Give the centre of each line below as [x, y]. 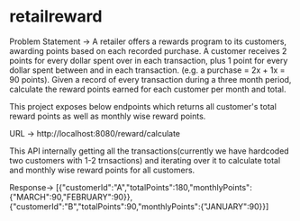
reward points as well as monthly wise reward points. [108, 116]
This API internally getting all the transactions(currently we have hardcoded [150, 151]
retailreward [56, 17]
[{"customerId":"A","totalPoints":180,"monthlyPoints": [154, 187]
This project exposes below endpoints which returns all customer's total [143, 106]
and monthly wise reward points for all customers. [102, 170]
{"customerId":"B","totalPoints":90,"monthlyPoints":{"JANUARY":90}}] [139, 206]
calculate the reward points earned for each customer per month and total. [148, 89]
